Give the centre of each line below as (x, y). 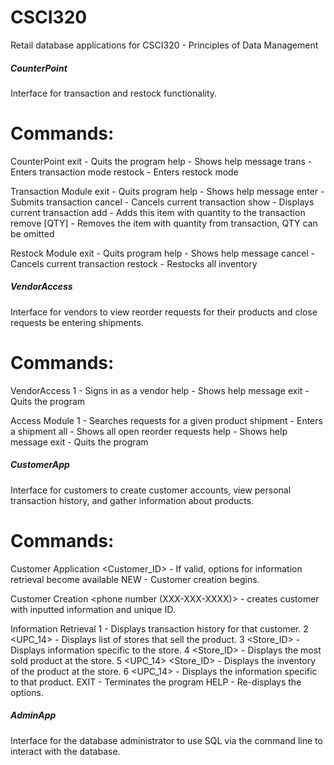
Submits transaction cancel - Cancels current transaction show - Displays (162, 202)
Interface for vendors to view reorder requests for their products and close (164, 312)
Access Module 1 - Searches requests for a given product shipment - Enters (166, 420)
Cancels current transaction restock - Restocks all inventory (134, 263)
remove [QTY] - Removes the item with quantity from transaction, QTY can (164, 223)
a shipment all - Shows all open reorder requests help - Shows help (149, 431)
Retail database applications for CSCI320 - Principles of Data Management (164, 45)
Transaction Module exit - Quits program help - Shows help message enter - (167, 191)
